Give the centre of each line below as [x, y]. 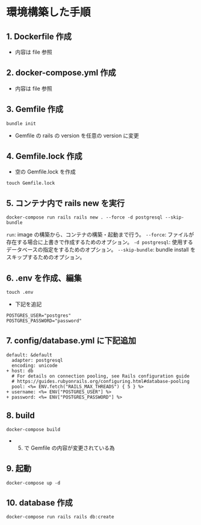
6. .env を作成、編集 [44, 278]
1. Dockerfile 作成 [39, 36]
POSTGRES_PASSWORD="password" [44, 321]
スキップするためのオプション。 [46, 257]
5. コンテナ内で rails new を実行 [66, 203]
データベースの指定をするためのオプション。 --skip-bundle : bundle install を [101, 250]
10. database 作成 [40, 502]
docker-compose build [33, 429]
